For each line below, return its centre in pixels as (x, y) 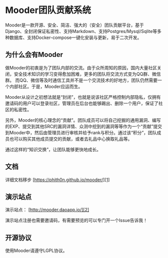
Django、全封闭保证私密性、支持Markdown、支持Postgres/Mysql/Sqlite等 (81, 31)
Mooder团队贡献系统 (48, 10)
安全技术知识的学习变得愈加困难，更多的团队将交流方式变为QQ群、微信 (87, 74)
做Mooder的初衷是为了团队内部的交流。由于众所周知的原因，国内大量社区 (81, 67)
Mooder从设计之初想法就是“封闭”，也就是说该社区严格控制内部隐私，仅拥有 (83, 97)
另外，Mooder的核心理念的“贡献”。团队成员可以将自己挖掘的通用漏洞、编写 (83, 120)
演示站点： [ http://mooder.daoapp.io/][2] (47, 210)
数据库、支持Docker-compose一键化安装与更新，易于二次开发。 (75, 37)
